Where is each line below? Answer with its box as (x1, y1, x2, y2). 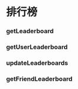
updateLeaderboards (6, 59, 69, 67)
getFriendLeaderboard (6, 75, 73, 83)
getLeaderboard (6, 27, 54, 36)
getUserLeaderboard (6, 43, 68, 51)
